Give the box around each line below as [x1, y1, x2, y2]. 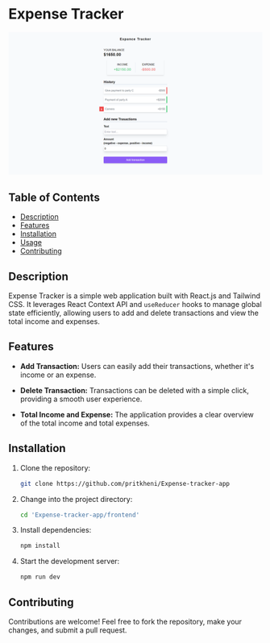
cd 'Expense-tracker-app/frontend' [19, 511, 140, 519]
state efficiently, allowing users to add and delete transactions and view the [8, 308, 260, 318]
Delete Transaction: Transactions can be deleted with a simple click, [19, 385, 250, 395]
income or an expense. [19, 370, 97, 380]
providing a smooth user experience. [19, 394, 143, 404]
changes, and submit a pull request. [8, 625, 127, 635]
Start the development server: [19, 557, 120, 566]
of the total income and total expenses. [19, 418, 151, 428]
